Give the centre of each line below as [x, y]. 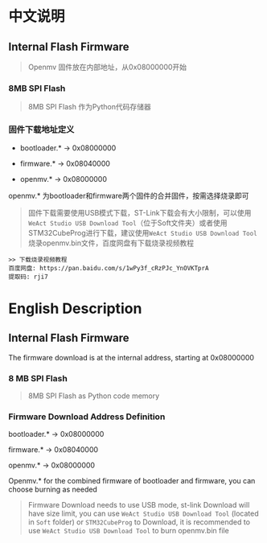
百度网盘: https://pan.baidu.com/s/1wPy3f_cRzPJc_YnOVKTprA [109, 268]
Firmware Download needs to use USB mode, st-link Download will [139, 505]
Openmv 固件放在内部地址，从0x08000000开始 [107, 67]
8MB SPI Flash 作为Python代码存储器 [89, 107]
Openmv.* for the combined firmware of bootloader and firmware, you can [132, 481]
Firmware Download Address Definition [87, 417]
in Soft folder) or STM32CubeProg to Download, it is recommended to [139, 522]
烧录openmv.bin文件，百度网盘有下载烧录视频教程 [111, 243]
